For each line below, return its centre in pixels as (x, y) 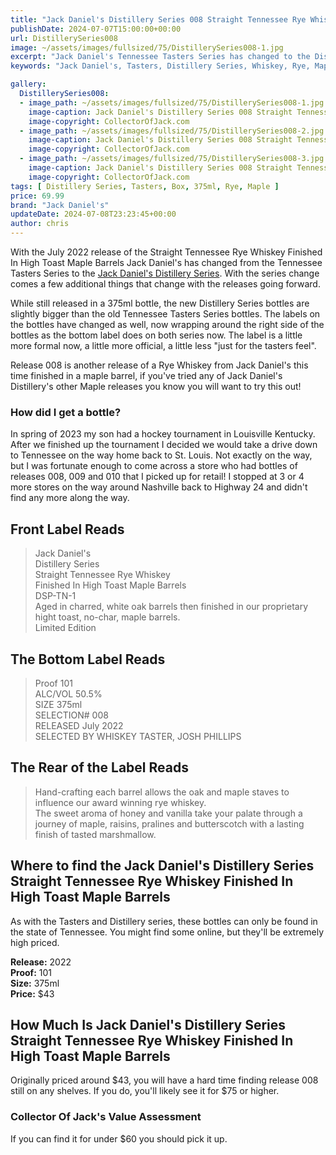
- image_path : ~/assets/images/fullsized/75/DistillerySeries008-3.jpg (172, 159)
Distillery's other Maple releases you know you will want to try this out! (156, 386)
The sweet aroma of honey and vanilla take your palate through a (168, 813)
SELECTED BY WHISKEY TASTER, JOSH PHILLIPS (138, 736)
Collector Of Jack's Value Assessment (106, 1117)
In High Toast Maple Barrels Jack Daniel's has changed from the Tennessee (166, 262)
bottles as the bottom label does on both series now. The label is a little (156, 335)
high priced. (35, 942)
